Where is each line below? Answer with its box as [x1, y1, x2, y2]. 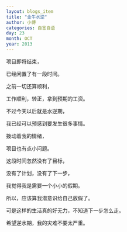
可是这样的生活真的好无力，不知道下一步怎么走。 [6, 207, 124, 214]
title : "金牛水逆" [6, 14, 48, 20]
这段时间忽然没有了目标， [6, 157, 68, 164]
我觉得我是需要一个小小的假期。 [6, 182, 83, 189]
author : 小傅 [6, 19, 36, 25]
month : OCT [6, 36, 33, 41]
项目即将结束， [6, 58, 42, 65]
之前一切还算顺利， [6, 82, 53, 89]
